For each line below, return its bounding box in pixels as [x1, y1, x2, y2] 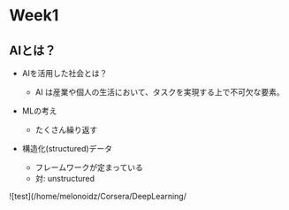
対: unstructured [34, 174, 95, 183]
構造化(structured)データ [21, 144, 113, 153]
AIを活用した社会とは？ [21, 68, 108, 78]
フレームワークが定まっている [34, 162, 143, 173]
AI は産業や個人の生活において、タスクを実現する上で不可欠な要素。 [34, 87, 285, 97]
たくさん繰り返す [34, 125, 98, 135]
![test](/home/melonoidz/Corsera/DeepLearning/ [9, 191, 187, 201]
